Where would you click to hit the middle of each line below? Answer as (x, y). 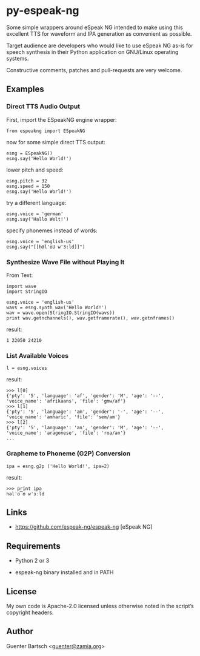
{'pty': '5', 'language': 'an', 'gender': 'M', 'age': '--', (85, 428)
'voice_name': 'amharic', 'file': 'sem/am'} (63, 417)
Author (20, 631)
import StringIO (27, 292)
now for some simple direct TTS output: (56, 142)
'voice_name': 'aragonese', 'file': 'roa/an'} (66, 433)
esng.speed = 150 (28, 186)
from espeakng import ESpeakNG (46, 131)
